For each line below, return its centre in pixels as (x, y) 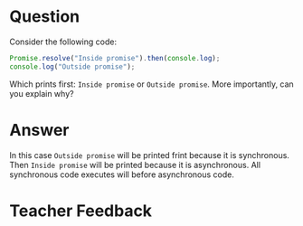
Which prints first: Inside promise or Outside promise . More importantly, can (151, 84)
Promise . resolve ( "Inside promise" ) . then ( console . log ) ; (115, 58)
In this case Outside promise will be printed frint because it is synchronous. (149, 155)
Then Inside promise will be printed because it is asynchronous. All (135, 165)
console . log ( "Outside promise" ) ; (72, 66)
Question (44, 17)
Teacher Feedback (80, 211)
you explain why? (42, 93)
